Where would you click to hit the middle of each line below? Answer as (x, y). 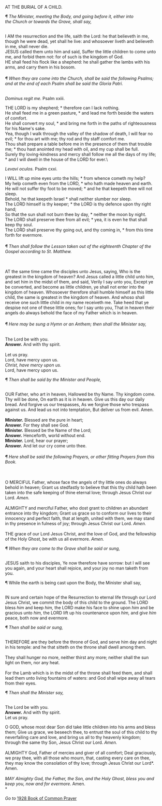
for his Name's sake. (25, 129)
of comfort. (16, 118)
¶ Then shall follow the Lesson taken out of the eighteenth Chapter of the (78, 246)
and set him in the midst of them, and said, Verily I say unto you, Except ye (79, 282)
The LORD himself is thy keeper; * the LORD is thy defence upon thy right (78, 204)
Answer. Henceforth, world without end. (45, 435)
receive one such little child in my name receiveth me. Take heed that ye (77, 303)
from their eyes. (21, 683)
